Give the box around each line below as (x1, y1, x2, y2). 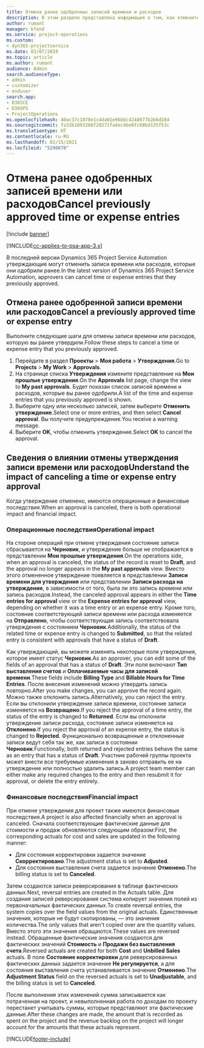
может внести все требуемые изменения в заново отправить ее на (6, 758, 182, 765)
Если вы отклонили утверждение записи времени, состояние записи (6, 700, 186, 707)
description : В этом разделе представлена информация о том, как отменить (6, 15, 200, 21)
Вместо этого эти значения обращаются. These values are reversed (6, 927, 180, 935)
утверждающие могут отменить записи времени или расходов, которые (6, 260, 196, 267)
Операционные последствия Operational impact (6, 525, 155, 534)
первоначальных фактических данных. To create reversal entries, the (6, 901, 183, 908)
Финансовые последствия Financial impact (6, 793, 138, 801)
